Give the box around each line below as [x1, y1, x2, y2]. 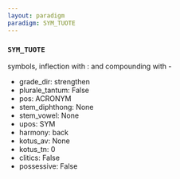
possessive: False [18, 161, 78, 171]
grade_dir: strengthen [18, 76, 91, 86]
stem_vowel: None [18, 111, 80, 120]
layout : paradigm [7, 11, 65, 20]
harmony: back [18, 127, 69, 137]
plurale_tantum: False [18, 85, 89, 95]
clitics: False [18, 153, 61, 162]
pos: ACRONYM [18, 93, 72, 103]
